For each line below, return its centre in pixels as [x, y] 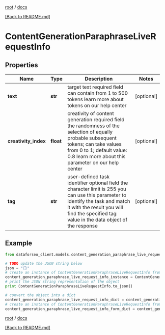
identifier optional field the [97, 183]
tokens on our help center [97, 105]
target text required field [95, 87]
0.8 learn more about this [96, 156]
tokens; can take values [94, 144]
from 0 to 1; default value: [97, 150]
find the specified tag [92, 213]
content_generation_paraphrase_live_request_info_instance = [69, 277]
